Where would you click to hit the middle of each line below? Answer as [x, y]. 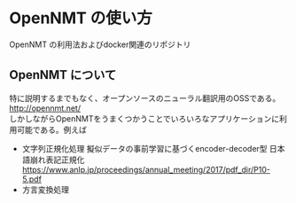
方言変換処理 [45, 189]
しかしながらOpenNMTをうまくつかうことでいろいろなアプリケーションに [144, 118]
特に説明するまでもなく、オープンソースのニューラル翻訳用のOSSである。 [145, 98]
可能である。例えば [51, 129]
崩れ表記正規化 [57, 160]
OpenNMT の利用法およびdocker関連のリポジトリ [100, 44]
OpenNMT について [63, 75]
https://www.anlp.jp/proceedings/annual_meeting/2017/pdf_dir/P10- [146, 169]
